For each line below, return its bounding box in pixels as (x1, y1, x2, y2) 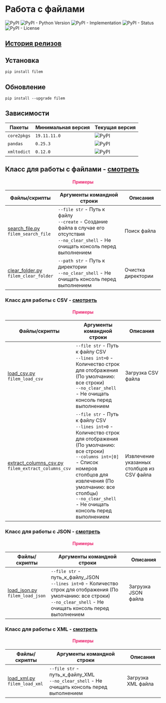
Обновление (5, 83, 46, 91)
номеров (76, 465, 97, 472)
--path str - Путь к (58, 257, 105, 264)
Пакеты (9, 124, 29, 131)
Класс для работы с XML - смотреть (5, 625, 98, 632)
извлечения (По (76, 478, 114, 484)
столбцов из (125, 465, 155, 472)
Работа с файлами (5, 3, 85, 15)
